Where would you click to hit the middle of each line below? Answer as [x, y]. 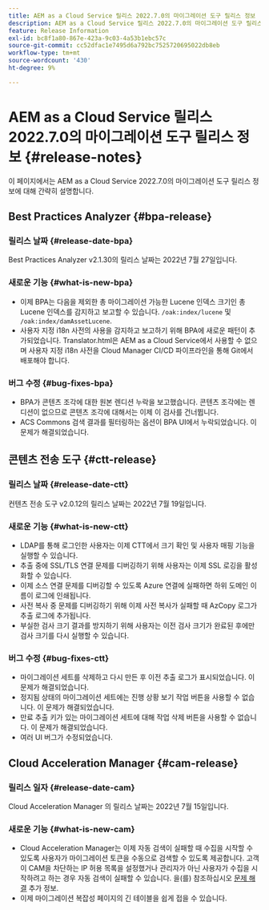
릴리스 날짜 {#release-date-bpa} [71, 241]
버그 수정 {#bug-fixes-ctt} [59, 658]
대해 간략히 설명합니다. [58, 191]
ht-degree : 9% [32, 68]
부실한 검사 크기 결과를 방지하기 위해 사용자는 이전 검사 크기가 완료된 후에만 [137, 625]
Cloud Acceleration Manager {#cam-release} [123, 763]
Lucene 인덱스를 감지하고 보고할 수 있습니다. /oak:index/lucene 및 [125, 311]
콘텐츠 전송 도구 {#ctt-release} [82, 460]
